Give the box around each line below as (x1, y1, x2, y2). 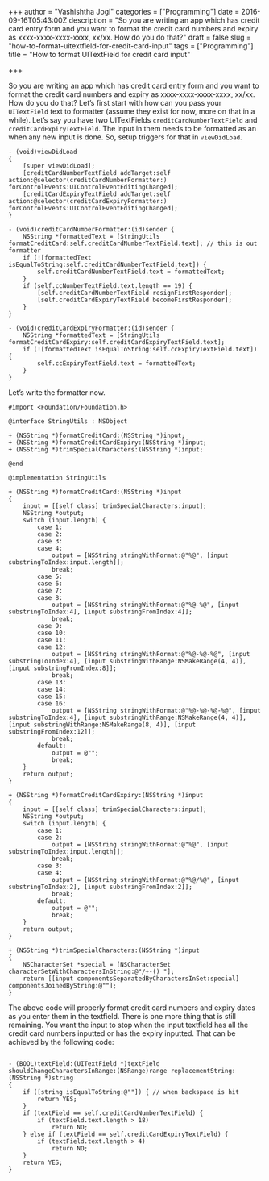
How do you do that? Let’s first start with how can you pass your (8, 98, 222, 107)
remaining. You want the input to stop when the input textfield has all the (8, 1020, 249, 1029)
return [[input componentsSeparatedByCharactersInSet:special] (23, 975, 240, 983)
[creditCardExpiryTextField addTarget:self (23, 190, 172, 198)
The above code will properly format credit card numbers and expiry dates (8, 1003, 256, 1013)
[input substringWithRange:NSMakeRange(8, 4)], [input (8, 721, 197, 729)
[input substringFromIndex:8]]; (8, 664, 117, 672)
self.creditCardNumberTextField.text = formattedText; (37, 268, 226, 276)
